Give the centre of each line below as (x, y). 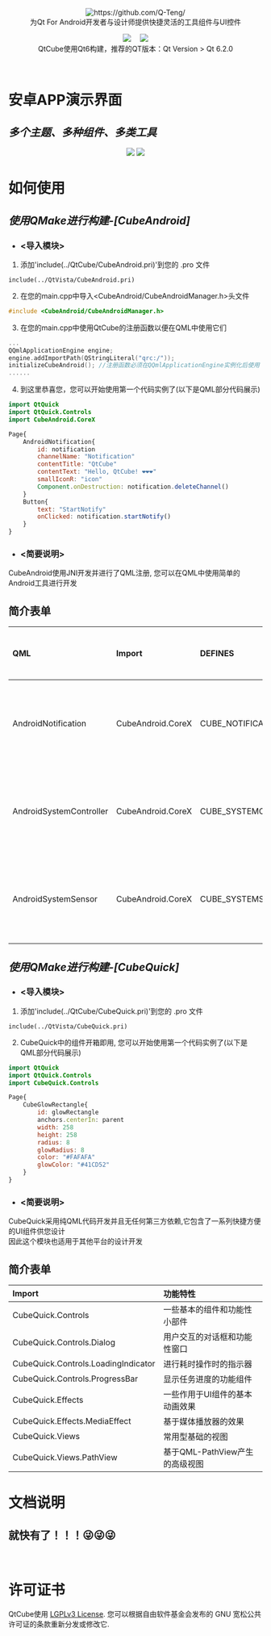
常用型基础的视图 (196, 1437)
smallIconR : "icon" (70, 479)
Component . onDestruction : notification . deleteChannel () (133, 487)
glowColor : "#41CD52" (74, 1165)
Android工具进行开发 (43, 583)
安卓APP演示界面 (65, 100)
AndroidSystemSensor (55, 899)
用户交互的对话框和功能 (208, 1337)
